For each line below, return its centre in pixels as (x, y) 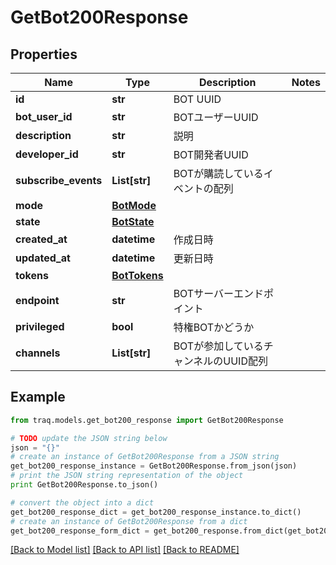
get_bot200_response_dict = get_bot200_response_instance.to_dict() (156, 512)
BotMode (134, 205)
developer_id (47, 154)
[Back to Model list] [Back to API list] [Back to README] (125, 550)
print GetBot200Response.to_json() (84, 485)
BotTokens (137, 275)
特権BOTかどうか (214, 327)
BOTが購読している (218, 173)
